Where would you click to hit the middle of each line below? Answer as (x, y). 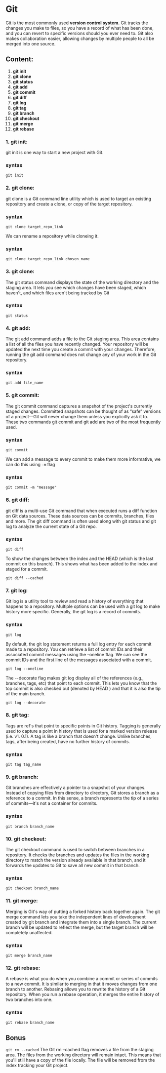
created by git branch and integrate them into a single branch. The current (81, 922)
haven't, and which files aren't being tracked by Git (58, 293)
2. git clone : (20, 188)
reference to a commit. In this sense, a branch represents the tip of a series (82, 798)
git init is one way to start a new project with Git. (55, 153)
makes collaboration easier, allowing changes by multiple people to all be (80, 39)
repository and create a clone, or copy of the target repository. (69, 204)
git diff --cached (24, 578)
